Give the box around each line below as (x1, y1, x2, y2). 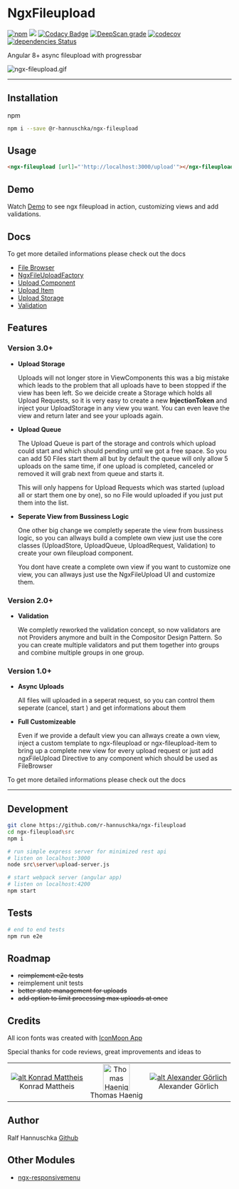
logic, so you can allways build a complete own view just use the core (17, 533, 223, 542)
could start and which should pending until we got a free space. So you (17, 446, 227, 455)
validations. (7, 210, 41, 218)
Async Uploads (17, 682, 65, 691)
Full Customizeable (17, 717, 76, 726)
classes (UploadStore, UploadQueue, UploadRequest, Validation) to (17, 541, 216, 550)
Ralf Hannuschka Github (7, 1133, 79, 1142)
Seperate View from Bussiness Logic (17, 512, 129, 520)
